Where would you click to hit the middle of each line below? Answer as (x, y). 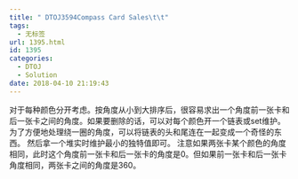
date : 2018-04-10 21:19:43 (59, 83)
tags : (19, 26)
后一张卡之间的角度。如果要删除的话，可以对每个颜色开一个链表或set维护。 (148, 121)
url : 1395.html (37, 42)
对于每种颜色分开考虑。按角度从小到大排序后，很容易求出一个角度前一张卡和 (149, 109)
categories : (31, 58)
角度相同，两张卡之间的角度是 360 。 (75, 165)
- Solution (37, 75)
